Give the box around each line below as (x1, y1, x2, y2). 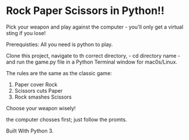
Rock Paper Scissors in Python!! (6, 4, 165, 17)
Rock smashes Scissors (14, 93, 72, 100)
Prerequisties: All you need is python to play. (6, 41, 113, 48)
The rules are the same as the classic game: (6, 69, 112, 76)
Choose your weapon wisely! (6, 104, 76, 111)
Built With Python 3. (6, 127, 54, 134)
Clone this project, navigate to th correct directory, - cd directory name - (6, 52, 181, 59)
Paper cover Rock (14, 80, 58, 88)
